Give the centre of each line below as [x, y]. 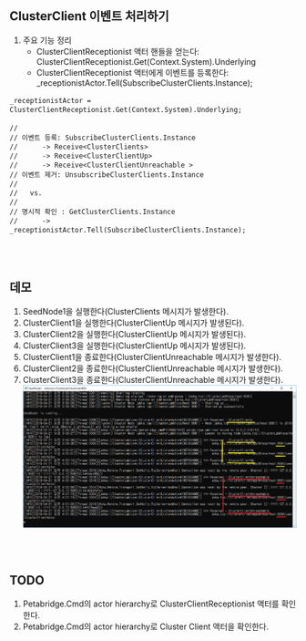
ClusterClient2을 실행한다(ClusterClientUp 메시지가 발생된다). [134, 334]
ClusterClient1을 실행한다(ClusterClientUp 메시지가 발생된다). [133, 323]
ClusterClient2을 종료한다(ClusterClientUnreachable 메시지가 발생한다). [153, 368]
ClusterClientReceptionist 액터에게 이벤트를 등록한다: [133, 72]
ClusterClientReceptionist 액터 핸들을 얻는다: [118, 51]
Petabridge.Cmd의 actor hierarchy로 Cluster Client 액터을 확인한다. [146, 626]
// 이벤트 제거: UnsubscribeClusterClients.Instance [107, 175]
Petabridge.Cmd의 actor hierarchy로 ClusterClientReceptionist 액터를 [151, 604]
